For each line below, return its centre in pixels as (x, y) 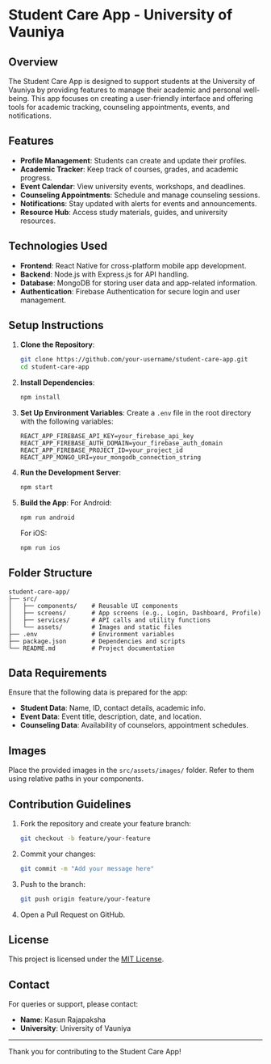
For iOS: (33, 533)
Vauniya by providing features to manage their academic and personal (125, 90)
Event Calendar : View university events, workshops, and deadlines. (133, 186)
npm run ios (40, 547)
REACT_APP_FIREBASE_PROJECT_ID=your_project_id (101, 450)
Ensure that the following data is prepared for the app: (98, 692)
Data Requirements (58, 673)
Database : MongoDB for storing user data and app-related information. (138, 283)
